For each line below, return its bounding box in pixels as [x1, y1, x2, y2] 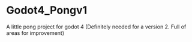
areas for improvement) [6, 29, 65, 36]
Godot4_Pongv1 [6, 4, 88, 17]
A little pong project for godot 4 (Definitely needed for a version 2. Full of [6, 23, 187, 30]
